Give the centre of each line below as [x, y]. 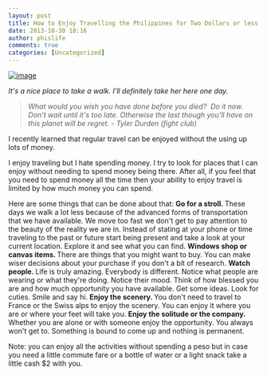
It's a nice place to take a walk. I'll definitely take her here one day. [118, 91]
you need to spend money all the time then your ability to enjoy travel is [126, 180]
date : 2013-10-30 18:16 [48, 30]
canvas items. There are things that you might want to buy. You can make [130, 255]
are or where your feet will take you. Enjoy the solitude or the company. [127, 314]
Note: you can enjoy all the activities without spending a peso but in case [128, 346]
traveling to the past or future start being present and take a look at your [127, 237]
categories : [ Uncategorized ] [57, 53]
